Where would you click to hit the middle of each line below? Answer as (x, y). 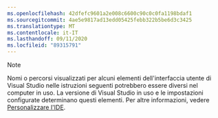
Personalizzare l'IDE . (36, 107)
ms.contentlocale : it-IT (43, 33)
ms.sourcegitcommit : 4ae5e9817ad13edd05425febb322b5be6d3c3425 (100, 20)
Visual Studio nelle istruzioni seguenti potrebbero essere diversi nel (102, 85)
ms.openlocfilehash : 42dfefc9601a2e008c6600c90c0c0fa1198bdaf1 (100, 13)
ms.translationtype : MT (41, 26)
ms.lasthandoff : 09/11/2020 (47, 39)
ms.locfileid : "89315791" (44, 45)
